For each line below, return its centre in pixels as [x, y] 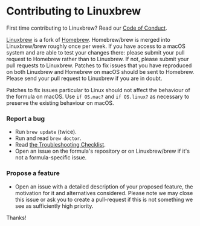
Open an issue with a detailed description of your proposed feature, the [104, 187]
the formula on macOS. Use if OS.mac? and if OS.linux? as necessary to [98, 96]
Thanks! [16, 218]
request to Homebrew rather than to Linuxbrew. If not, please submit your [98, 59]
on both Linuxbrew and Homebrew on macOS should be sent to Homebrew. [100, 71]
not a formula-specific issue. [51, 158]
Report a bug [26, 118]
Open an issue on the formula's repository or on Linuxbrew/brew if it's [102, 151]
